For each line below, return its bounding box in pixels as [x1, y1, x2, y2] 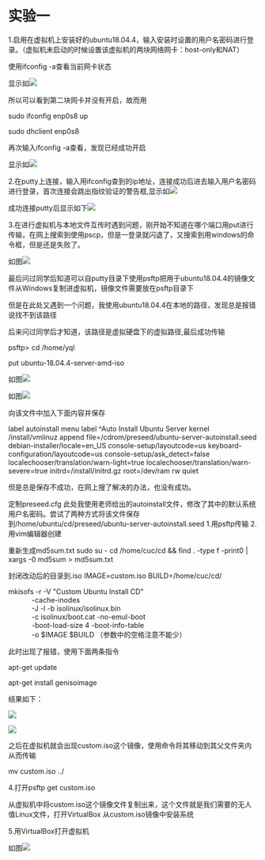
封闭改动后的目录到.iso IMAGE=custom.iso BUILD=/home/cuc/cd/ [8, 571, 222, 580]
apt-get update [8, 662, 58, 672]
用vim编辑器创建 [8, 528, 62, 538]
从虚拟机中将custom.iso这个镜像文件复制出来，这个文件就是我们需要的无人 [8, 799, 252, 809]
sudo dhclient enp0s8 [8, 126, 80, 135]
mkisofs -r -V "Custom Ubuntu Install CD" [8, 587, 144, 596]
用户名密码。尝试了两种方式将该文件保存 [8, 508, 140, 519]
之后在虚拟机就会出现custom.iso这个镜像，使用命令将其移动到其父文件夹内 [8, 740, 252, 750]
